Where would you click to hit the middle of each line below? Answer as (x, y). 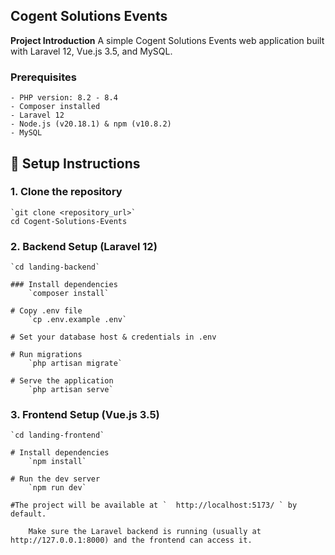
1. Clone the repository (66, 192)
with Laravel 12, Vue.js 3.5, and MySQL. (91, 51)
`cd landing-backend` (55, 267)
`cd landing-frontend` (57, 435)
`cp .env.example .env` (78, 320)
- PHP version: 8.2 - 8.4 (64, 98)
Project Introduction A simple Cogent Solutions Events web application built (167, 40)
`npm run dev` (57, 488)
